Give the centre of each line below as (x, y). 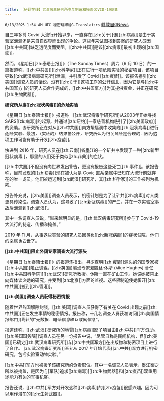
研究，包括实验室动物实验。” (33, 354)
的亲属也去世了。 (22, 241)
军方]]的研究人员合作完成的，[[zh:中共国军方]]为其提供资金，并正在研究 (86, 88)
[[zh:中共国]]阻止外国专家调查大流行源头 (46, 251)
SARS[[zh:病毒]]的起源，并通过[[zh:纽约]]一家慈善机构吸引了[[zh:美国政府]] (81, 121)
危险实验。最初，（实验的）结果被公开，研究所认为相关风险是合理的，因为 (79, 134)
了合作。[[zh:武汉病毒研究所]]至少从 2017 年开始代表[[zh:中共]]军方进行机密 (81, 348)
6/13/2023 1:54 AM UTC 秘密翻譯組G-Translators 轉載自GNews (67, 24)
